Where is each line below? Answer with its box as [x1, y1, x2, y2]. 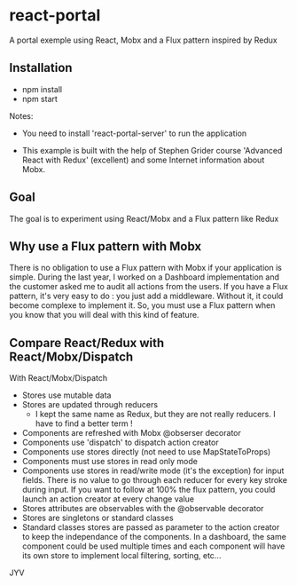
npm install [21, 83, 63, 94]
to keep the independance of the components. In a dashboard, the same [21, 532, 286, 542]
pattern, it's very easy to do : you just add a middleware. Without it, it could [9, 290, 284, 302]
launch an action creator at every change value [21, 494, 195, 504]
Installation [9, 60, 73, 75]
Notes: [9, 110, 34, 121]
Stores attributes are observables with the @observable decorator [21, 503, 264, 514]
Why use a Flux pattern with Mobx [9, 239, 202, 254]
